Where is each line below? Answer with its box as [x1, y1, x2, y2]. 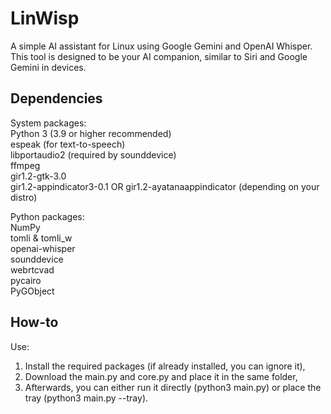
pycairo [10, 274, 42, 286]
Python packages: [10, 210, 85, 222]
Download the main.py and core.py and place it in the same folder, [24, 370, 298, 382]
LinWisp [10, 7, 80, 30]
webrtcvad [10, 263, 55, 276]
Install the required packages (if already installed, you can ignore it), [24, 360, 306, 372]
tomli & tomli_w [10, 232, 73, 244]
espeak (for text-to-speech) [10, 138, 126, 150]
